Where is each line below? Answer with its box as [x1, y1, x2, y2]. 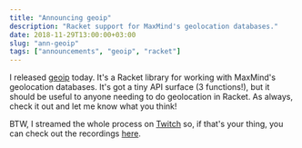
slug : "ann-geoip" [9, 38, 79, 48]
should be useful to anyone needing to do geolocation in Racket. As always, [9, 92, 294, 103]
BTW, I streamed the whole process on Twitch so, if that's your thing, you [9, 119, 284, 130]
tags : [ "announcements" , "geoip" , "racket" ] [9, 47, 181, 56]
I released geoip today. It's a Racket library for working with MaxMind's [9, 72, 276, 83]
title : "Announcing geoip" [9, 13, 112, 23]
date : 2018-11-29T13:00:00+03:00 [9, 30, 136, 39]
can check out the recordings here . [9, 128, 141, 139]
